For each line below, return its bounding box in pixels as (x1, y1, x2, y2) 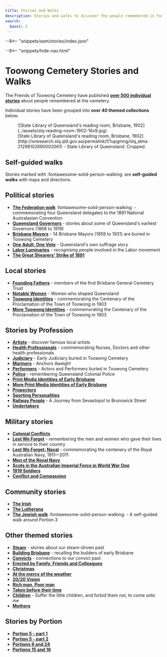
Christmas (12, 566, 35, 572)
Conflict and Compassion (12, 473, 66, 479)
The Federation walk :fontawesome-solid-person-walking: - (12, 204, 136, 210)
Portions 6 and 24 (12, 641, 51, 647)
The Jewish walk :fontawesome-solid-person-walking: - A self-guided (12, 512, 158, 518)
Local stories (5, 267, 46, 275)
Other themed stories (5, 531, 73, 540)
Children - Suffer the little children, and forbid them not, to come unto (12, 592, 156, 598)
